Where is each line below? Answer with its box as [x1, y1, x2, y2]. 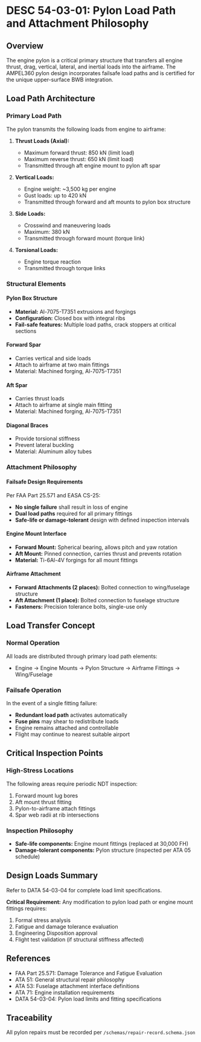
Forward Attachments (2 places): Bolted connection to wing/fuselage [14, 583, 190, 591]
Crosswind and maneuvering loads [24, 222, 111, 229]
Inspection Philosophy [6, 826, 74, 835]
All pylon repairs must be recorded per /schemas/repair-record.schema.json [6, 1029, 196, 1036]
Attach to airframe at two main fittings [14, 361, 110, 368]
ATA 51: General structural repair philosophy [14, 976, 125, 983]
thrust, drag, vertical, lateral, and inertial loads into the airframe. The [6, 63, 176, 70]
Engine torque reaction [24, 258, 81, 265]
